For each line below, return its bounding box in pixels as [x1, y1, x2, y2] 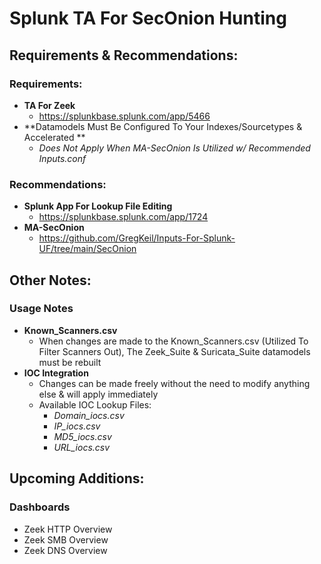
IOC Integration [23, 367, 89, 379]
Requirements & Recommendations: [9, 47, 239, 64]
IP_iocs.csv [53, 420, 101, 432]
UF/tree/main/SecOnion [38, 243, 137, 255]
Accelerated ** [23, 131, 86, 143]
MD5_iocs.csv [53, 430, 112, 442]
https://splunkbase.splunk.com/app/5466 [38, 110, 211, 122]
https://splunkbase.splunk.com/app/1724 [38, 211, 209, 223]
